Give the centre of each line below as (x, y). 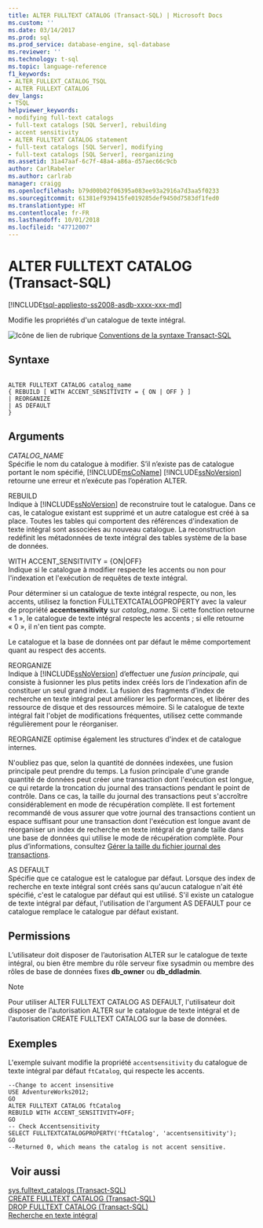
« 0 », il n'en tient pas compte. (57, 627)
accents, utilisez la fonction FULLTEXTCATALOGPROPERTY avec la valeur (128, 601)
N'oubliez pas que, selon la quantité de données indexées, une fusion (121, 763)
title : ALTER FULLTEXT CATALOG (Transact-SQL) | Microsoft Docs (115, 15)
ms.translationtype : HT (47, 205)
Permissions (39, 936)
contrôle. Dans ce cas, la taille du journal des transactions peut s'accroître (128, 796)
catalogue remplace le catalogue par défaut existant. (93, 911)
